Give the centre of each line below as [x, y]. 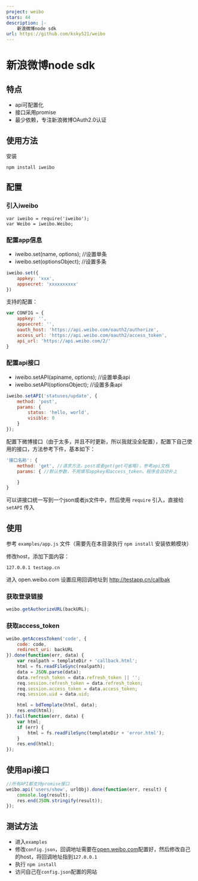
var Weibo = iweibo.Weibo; [40, 224]
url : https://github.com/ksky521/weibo [56, 34]
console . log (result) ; [44, 795]
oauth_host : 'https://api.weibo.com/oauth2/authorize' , [88, 330]
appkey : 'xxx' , [36, 278]
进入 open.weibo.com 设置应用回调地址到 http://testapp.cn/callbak [88, 580]
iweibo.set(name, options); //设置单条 [61, 254]
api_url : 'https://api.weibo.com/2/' [64, 341]
